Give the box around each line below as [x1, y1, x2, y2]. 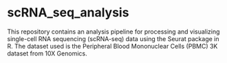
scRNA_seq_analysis [7, 5, 129, 21]
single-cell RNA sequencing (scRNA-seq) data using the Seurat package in [7, 34, 219, 42]
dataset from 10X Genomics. [7, 49, 87, 58]
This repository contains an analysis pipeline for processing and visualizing [7, 27, 220, 36]
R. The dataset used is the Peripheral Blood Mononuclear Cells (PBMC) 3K [7, 42, 218, 50]
